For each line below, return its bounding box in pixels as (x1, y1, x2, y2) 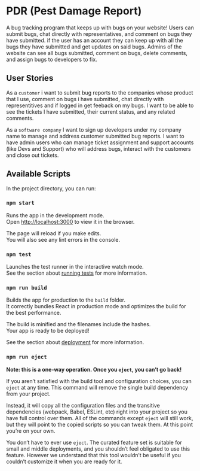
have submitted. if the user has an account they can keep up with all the (6, 37, 183, 44)
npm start (6, 199, 35, 206)
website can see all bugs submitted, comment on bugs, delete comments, (6, 49, 188, 56)
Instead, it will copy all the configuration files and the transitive (6, 402, 160, 409)
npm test (6, 251, 32, 258)
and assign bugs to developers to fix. (6, 56, 97, 63)
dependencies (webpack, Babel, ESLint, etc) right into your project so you (6, 408, 188, 415)
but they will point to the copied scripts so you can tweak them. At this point (6, 421, 193, 428)
